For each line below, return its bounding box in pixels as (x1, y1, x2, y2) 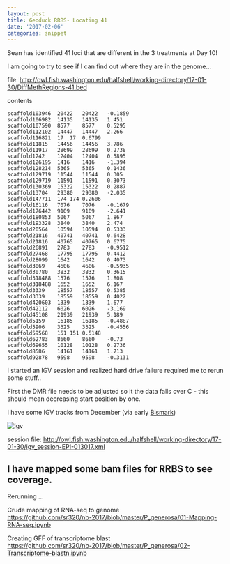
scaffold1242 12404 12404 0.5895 (7, 153, 127, 160)
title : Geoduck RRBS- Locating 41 (7, 17, 108, 24)
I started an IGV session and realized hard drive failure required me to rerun (7, 367, 224, 375)
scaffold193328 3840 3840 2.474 (7, 220, 123, 227)
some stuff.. (7, 374, 42, 382)
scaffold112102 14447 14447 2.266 (7, 128, 123, 136)
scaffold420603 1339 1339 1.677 (7, 299, 123, 307)
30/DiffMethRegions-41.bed (7, 83, 87, 91)
